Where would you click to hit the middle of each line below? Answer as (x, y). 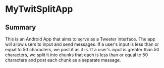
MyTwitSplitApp (39, 9)
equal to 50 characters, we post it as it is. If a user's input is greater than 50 (82, 50)
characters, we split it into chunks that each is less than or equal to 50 (77, 55)
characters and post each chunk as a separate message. (63, 60)
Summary (21, 27)
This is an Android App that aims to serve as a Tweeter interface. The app (80, 39)
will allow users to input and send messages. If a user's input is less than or (82, 44)
